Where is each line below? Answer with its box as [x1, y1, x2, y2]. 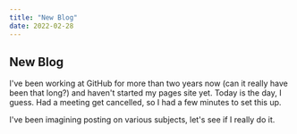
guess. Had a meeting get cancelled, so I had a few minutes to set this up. [9, 97, 282, 108]
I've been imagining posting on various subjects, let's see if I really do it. [9, 114, 276, 125]
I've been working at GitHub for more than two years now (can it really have [9, 78, 288, 89]
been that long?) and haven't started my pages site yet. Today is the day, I [9, 88, 282, 98]
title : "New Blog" [9, 13, 78, 22]
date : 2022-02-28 [9, 21, 74, 30]
